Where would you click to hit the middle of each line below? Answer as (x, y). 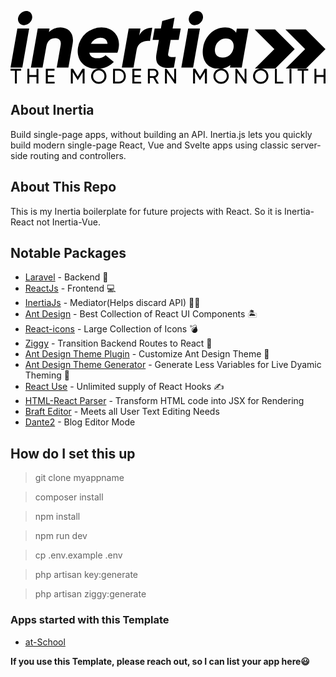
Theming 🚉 (47, 375)
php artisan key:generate (86, 575)
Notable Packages (68, 253)
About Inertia (52, 110)
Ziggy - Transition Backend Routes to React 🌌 (118, 343)
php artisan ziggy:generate (90, 594)
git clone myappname (79, 478)
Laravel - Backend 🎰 (66, 277)
